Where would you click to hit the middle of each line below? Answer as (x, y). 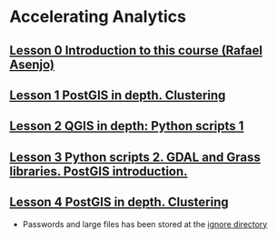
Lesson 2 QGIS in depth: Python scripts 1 (127, 126)
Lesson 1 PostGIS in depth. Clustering (118, 95)
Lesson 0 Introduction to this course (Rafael (136, 50)
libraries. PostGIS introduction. (99, 171)
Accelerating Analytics (98, 17)
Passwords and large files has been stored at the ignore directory (145, 224)
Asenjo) (32, 64)
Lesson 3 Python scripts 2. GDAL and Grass (135, 157)
